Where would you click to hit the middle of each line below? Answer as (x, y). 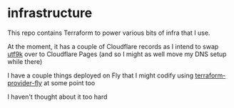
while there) (25, 61)
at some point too (70, 82)
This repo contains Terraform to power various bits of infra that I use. (109, 33)
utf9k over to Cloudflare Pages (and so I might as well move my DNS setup (117, 54)
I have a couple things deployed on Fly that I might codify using (101, 75)
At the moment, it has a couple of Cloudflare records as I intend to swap (113, 46)
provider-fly (25, 82)
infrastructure (50, 13)
